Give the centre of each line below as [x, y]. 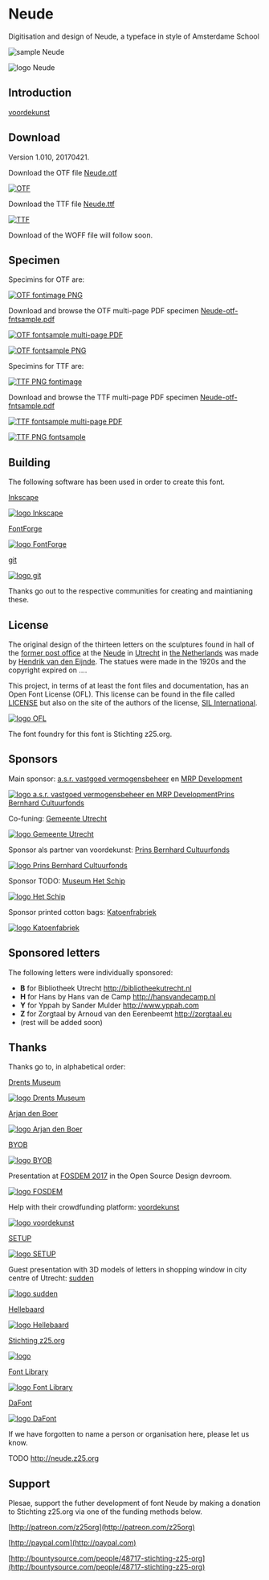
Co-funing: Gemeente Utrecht [58, 818]
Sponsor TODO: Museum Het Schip [67, 881]
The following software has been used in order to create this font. [116, 482]
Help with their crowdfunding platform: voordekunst [94, 1207]
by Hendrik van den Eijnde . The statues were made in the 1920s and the [127, 662]
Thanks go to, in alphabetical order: [67, 1067]
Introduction [40, 93]
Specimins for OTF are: [47, 279]
